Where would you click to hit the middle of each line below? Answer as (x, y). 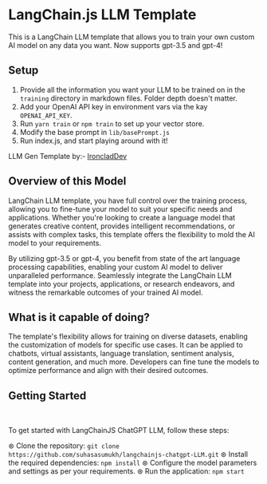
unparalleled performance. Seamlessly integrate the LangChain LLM (120, 275)
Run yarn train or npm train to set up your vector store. (112, 123)
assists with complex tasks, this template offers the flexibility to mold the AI (132, 234)
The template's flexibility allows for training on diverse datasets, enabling (128, 336)
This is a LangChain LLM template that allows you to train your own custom (132, 37)
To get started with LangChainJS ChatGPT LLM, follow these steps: (119, 430)
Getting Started (47, 396)
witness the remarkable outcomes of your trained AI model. (106, 292)
